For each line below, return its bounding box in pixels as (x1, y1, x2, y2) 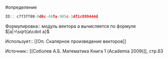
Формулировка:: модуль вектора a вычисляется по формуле (5, 23, 136, 29)
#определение (5, 5, 37, 10)
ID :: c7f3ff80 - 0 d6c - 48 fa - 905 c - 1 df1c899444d (5, 14, 98, 19)
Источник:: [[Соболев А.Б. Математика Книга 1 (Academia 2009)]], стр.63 (5, 48, 163, 54)
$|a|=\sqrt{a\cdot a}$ (5, 28, 49, 34)
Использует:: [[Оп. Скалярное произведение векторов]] (5, 38, 127, 44)
